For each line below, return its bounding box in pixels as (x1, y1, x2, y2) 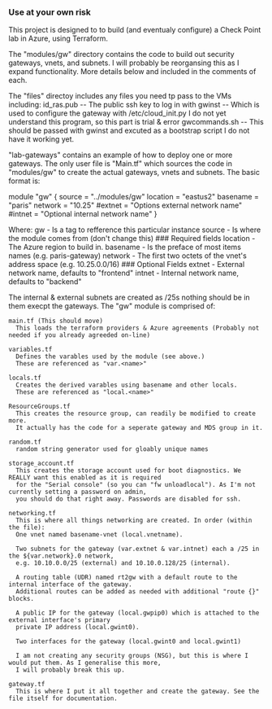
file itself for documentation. (8, 694, 118, 702)
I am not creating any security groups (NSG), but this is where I (15, 652, 249, 660)
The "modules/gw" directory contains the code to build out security (8, 50, 235, 59)
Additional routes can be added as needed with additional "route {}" (15, 588, 260, 596)
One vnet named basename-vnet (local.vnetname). (15, 531, 183, 539)
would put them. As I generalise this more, (8, 659, 162, 667)
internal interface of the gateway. (8, 580, 132, 589)
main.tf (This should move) (8, 317, 104, 326)
